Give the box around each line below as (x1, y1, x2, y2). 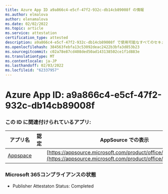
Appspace (7, 152, 32, 159)
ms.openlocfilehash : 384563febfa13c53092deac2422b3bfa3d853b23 (5, 44, 140, 49)
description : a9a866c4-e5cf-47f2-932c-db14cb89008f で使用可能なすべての (5, 40, 154, 45)
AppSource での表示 (99, 136, 149, 143)
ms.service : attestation (5, 30, 57, 35)
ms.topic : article (5, 26, 43, 31)
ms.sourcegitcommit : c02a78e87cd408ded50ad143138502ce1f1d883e (5, 49, 140, 54)
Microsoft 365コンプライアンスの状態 (5, 171, 96, 178)
